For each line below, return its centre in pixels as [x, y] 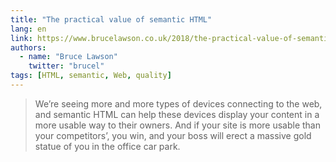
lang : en [28, 29]
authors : [28, 47]
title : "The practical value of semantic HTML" [111, 19]
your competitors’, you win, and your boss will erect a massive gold [173, 135]
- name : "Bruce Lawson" [68, 57]
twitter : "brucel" [66, 66]
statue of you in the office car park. [107, 146]
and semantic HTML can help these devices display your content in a [177, 114]
